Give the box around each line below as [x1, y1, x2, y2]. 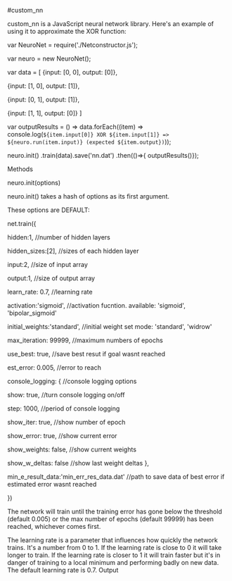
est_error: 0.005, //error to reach [7, 363, 102, 372]
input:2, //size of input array [7, 261, 88, 268]
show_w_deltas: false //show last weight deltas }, [7, 459, 150, 467]
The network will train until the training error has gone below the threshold [7, 507, 223, 516]
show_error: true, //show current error [7, 432, 117, 439]
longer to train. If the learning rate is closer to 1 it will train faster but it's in [7, 551, 221, 559]
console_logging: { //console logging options [7, 377, 137, 385]
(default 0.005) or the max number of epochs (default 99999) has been [7, 515, 214, 523]
